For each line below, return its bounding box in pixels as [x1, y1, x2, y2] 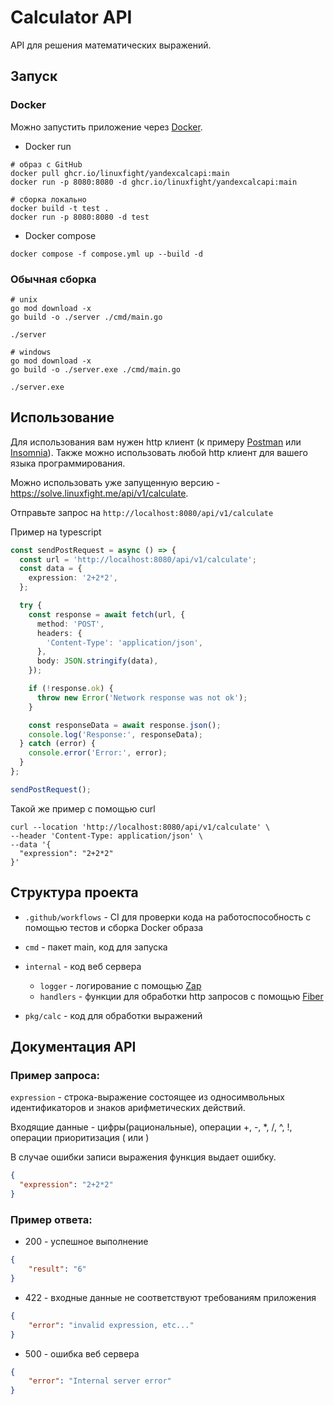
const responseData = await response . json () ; [28, 720, 222, 730]
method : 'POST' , [36, 619, 105, 629]
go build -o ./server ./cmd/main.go [10, 312, 163, 322]
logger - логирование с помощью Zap [39, 979, 202, 991]
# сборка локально [10, 194, 87, 205]
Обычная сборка [10, 272, 97, 286]
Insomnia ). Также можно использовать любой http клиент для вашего [10, 446, 308, 458]
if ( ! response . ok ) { [28, 684, 114, 694]
